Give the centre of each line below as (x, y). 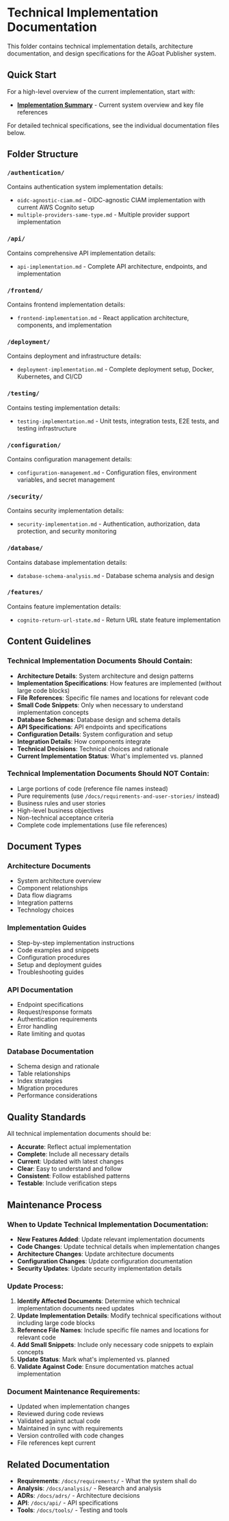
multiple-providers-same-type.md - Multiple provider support (103, 215)
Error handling (37, 1027)
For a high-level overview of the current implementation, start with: (101, 91)
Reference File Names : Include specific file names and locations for (113, 1330)
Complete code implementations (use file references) (92, 825)
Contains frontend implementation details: (66, 305)
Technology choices (45, 910)
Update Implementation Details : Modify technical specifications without (119, 1316)
